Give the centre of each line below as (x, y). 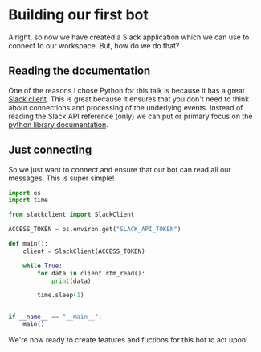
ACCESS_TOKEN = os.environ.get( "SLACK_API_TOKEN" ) (95, 230)
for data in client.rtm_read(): (92, 273)
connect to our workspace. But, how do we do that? (94, 45)
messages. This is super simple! (61, 178)
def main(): (28, 244)
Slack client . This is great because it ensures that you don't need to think (129, 99)
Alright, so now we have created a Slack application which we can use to (129, 37)
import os (25, 193)
